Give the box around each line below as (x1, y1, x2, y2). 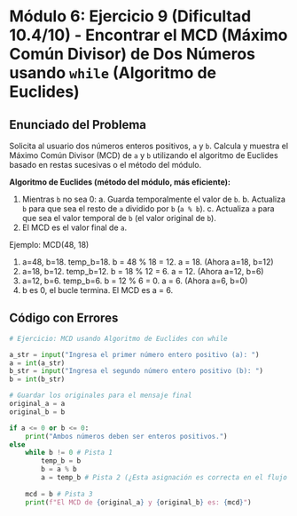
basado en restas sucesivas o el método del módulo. (9, 160, 202, 170)
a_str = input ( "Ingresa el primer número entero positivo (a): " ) (9, 350, 260, 359)
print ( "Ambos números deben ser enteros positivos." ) (25, 432, 228, 441)
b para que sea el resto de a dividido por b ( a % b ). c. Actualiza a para (21, 203, 275, 214)
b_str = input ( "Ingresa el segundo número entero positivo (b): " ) (9, 367, 264, 376)
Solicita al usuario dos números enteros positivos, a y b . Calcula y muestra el (9, 140, 289, 151)
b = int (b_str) (9, 375, 66, 384)
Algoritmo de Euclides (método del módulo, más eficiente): (9, 177, 231, 187)
